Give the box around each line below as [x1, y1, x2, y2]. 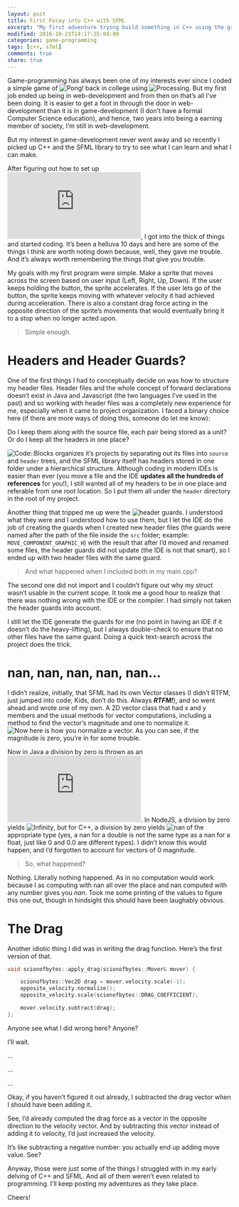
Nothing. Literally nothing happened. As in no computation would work [7, 873, 215, 881]
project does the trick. [7, 640, 73, 648]
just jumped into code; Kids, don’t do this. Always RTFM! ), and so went [7, 696, 216, 704]
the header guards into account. [7, 603, 102, 612]
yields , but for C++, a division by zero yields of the [7, 822, 204, 832]
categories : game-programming [7, 37, 97, 44]
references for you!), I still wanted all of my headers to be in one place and [7, 479, 227, 488]
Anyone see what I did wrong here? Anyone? [7, 1024, 139, 1032]
